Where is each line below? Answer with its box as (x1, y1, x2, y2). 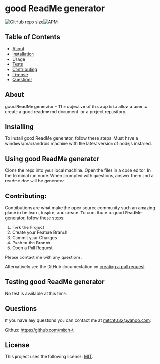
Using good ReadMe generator (5, 154, 99, 163)
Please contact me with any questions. (5, 255, 82, 260)
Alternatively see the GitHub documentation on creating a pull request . (5, 264, 146, 269)
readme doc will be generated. (5, 178, 66, 184)
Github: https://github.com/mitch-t (5, 327, 74, 333)
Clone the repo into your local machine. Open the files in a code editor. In (5, 167, 151, 173)
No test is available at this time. (5, 290, 67, 296)
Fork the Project (12, 225, 45, 230)
